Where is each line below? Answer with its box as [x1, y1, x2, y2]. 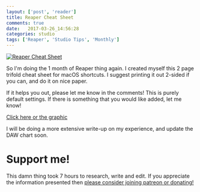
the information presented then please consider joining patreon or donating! [6, 178, 194, 186]
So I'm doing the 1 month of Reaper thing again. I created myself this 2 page [6, 65, 194, 72]
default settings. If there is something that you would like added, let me [6, 95, 182, 103]
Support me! [6, 152, 70, 166]
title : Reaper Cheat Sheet [6, 14, 74, 20]
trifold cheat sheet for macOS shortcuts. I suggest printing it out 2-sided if [6, 71, 190, 78]
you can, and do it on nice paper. [6, 77, 88, 85]
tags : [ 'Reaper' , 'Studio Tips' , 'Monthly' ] [6, 37, 120, 43]
